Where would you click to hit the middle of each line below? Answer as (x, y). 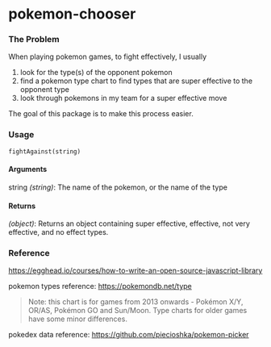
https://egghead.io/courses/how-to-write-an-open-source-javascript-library (135, 270)
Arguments (28, 169)
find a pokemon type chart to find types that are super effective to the (136, 81)
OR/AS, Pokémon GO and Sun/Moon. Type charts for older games (138, 311)
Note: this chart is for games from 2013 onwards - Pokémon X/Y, (135, 302)
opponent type (45, 90)
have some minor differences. (77, 319)
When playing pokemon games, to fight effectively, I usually (108, 56)
